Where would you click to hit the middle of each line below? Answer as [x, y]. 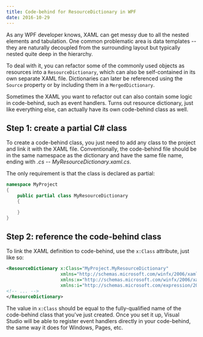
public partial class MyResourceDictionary [73, 196]
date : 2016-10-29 [28, 17]
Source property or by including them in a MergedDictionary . [81, 84]
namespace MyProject [32, 184]
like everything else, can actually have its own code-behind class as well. [97, 109]
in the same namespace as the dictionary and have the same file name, [95, 156]
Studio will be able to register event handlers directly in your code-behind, [98, 321]
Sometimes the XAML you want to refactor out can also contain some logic [99, 96]
